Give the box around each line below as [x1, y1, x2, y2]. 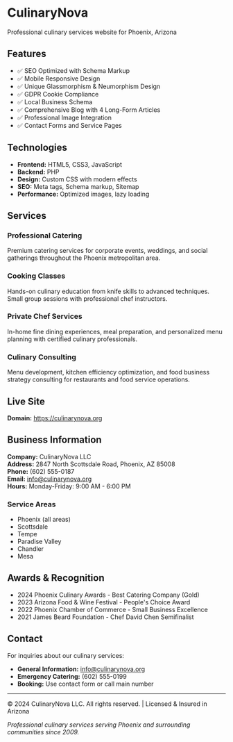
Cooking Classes [7, 271, 66, 281]
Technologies [7, 142, 68, 154]
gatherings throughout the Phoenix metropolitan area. [7, 254, 161, 262]
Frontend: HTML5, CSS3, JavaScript [17, 160, 123, 168]
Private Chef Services [7, 311, 83, 321]
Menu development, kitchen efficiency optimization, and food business [7, 368, 210, 377]
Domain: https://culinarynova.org [7, 413, 103, 422]
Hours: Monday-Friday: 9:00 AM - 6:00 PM [7, 481, 131, 490]
